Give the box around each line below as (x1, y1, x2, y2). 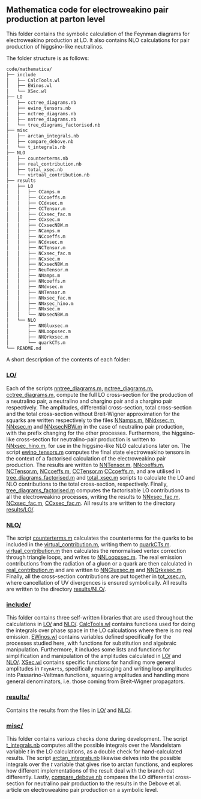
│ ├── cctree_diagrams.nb (6, 100, 77, 106)
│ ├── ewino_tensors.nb (6, 105, 71, 111)
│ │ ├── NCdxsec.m (6, 239, 63, 245)
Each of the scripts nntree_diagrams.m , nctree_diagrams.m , (6, 384, 154, 392)
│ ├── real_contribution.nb (6, 161, 82, 167)
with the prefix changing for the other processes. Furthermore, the (6, 429, 171, 436)
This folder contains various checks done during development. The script (6, 735, 188, 742)
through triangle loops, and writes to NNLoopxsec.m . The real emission (6, 553, 182, 561)
